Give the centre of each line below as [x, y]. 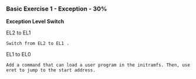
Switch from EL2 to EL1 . [38, 44]
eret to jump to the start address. [51, 70]
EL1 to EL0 [18, 54]
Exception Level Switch [35, 22]
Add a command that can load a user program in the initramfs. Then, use [98, 65]
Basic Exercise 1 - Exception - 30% [57, 9]
